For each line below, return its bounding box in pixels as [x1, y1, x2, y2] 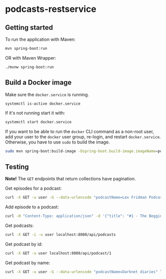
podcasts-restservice [5, 3, 96, 15]
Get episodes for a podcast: [5, 185, 62, 191]
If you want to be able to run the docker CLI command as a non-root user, [5, 129, 154, 135]
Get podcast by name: [5, 260, 50, 266]
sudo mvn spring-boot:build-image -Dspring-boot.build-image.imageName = [5, 149, 158, 154]
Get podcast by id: [5, 241, 43, 247]
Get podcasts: [5, 222, 34, 228]
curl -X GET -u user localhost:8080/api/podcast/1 [5, 251, 112, 256]
